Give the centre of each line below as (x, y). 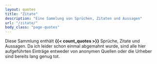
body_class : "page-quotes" (32, 27)
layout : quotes (20, 9)
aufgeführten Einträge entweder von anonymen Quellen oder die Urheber (78, 51)
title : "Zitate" (21, 14)
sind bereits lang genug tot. (32, 56)
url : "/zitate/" (21, 23)
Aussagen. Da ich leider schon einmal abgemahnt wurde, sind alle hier (75, 46)
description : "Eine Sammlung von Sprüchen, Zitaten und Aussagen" (74, 18)
